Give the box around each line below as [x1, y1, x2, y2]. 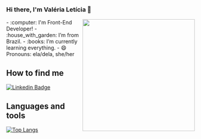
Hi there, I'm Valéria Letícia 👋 [6, 5, 92, 14]
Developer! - [6, 25, 37, 32]
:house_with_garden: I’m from [6, 32, 79, 39]
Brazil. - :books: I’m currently [6, 38, 78, 45]
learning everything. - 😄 [6, 44, 67, 51]
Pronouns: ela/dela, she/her [6, 51, 75, 58]
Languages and [6, 101, 65, 111]
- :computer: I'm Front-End [6, 19, 72, 26]
